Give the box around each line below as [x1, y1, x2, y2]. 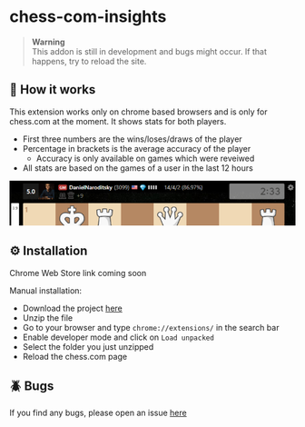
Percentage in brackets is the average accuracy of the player [22, 143, 251, 154]
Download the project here [22, 303, 123, 313]
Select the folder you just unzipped [22, 341, 154, 352]
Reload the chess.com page [22, 351, 128, 362]
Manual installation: [9, 284, 83, 296]
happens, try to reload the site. [31, 55, 147, 66]
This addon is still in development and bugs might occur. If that [31, 45, 268, 56]
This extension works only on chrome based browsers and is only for [9, 106, 268, 117]
